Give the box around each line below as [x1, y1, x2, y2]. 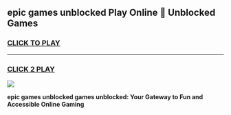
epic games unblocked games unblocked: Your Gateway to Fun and [7, 92, 203, 101]
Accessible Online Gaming [7, 100, 85, 108]
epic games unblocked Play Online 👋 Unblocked [7, 7, 216, 19]
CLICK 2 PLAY [7, 64, 55, 74]
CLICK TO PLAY [7, 39, 60, 48]
